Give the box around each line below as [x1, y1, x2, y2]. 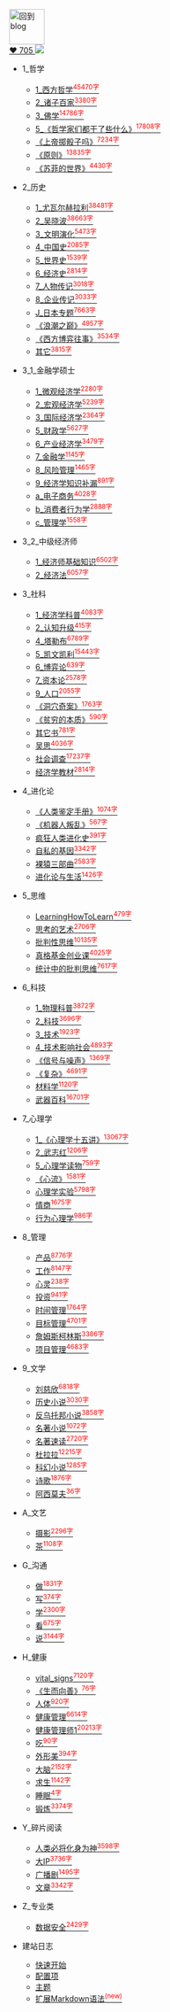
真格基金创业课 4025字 [34, 948, 113, 961]
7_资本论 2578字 [34, 673, 88, 685]
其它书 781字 [34, 725, 76, 738]
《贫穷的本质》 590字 [34, 713, 108, 724]
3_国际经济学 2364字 [34, 411, 106, 423]
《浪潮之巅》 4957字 [34, 319, 104, 331]
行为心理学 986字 [34, 1211, 92, 1223]
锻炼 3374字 [34, 1801, 73, 1814]
